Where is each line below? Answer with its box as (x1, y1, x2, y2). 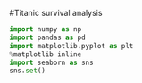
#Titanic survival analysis (9, 8, 103, 18)
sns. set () (9, 66, 46, 75)
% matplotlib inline (9, 49, 82, 59)
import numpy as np (9, 25, 82, 34)
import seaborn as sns (9, 58, 94, 67)
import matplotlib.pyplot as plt (9, 41, 134, 50)
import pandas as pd (9, 33, 87, 42)
